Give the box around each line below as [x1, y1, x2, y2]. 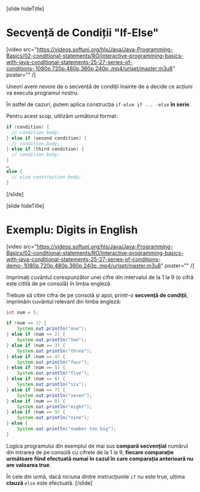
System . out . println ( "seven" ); [17, 392, 93, 399]
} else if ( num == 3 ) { [6, 342, 66, 348]
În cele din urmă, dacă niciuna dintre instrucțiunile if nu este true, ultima [6, 473, 186, 480]
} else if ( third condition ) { [6, 146, 84, 152]
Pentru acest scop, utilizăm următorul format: [6, 112, 118, 119]
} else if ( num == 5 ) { [6, 365, 66, 370]
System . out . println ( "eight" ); [17, 403, 93, 409]
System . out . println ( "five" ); [17, 370, 90, 376]
